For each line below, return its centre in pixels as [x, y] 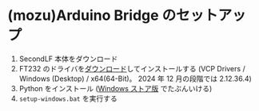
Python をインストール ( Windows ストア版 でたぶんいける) [116, 88]
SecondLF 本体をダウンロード [68, 59]
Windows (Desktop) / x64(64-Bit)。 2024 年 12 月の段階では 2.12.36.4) [135, 78]
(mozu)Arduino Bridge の [92, 15]
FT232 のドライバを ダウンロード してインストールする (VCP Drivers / [132, 68]
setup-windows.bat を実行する [68, 98]
